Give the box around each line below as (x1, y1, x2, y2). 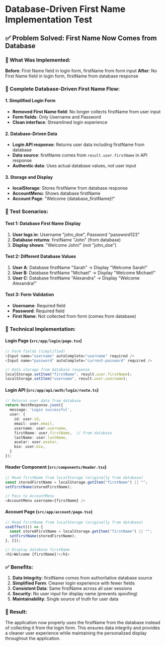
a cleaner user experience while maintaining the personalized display (5, 630, 147, 636)
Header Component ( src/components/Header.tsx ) (5, 464, 107, 470)
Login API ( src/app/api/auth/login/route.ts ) (5, 387, 99, 393)
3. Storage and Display (5, 174, 53, 180)
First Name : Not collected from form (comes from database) (12, 313, 137, 319)
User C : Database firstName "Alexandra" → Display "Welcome (12, 275, 140, 281)
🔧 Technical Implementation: (5, 325, 76, 332)
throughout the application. (5, 636, 61, 642)
